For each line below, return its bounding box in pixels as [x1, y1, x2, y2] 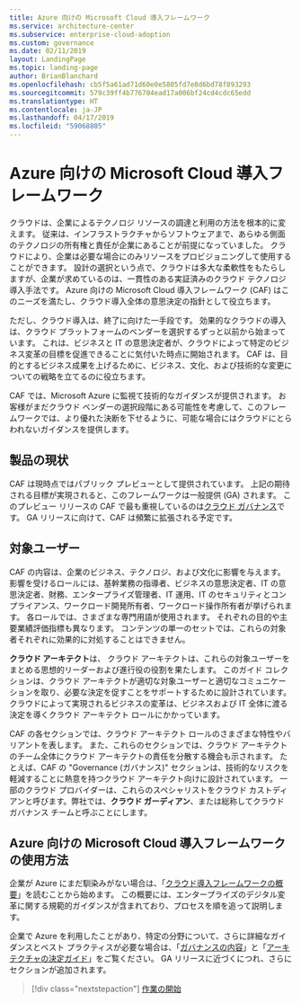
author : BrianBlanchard [9, 72, 99, 81]
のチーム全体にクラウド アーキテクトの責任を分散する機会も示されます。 [9, 750, 279, 761]
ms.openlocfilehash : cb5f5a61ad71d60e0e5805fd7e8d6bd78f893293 [9, 80, 252, 89]
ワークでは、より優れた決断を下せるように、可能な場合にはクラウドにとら [16, 413, 293, 423]
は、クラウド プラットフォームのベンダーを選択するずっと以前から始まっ [9, 325, 279, 337]
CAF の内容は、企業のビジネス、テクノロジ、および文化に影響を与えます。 [9, 566, 286, 577]
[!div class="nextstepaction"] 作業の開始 [31, 983, 181, 994]
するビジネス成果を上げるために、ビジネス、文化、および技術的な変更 [24, 359, 285, 370]
